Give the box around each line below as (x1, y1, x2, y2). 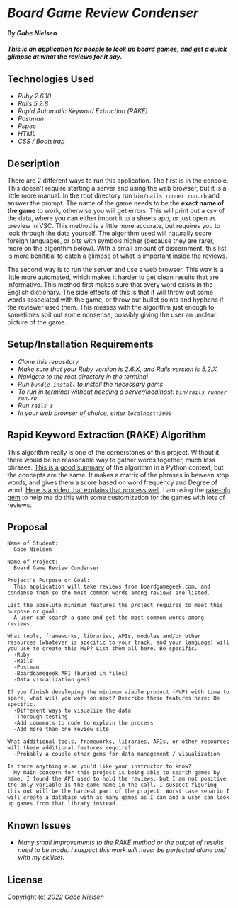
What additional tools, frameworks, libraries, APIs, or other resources (7, 738, 230, 745)
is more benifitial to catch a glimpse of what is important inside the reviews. (7, 251, 228, 260)
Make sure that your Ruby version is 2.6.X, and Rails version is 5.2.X (17, 365, 217, 373)
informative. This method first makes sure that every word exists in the (7, 280, 213, 288)
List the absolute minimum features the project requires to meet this (7, 602, 223, 609)
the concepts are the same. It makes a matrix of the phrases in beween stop (7, 470, 229, 479)
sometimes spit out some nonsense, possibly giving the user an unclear (7, 310, 217, 319)
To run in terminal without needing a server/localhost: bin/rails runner (17, 387, 227, 396)
